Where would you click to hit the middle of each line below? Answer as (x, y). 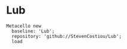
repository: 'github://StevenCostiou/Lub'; (66, 36)
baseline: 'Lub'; (33, 31)
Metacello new (24, 26)
